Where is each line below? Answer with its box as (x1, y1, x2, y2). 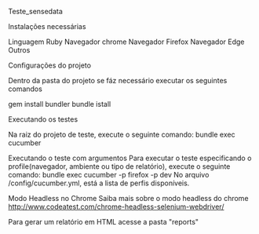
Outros (8, 46, 31, 54)
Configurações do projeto (8, 60, 92, 70)
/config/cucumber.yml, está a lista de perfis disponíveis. (8, 178, 190, 188)
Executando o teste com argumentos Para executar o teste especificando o (8, 153, 252, 163)
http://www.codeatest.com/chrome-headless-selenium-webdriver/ (8, 202, 224, 211)
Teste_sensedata (8, 7, 63, 16)
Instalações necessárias (8, 22, 86, 31)
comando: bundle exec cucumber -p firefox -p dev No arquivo (8, 170, 210, 179)
